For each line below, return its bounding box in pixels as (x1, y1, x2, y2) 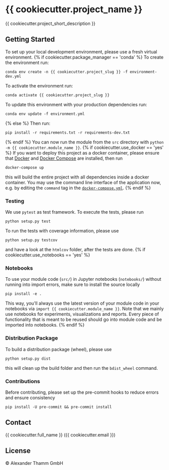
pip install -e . (5, 291, 42, 297)
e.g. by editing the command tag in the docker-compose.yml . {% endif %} (5, 185, 151, 191)
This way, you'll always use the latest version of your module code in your (5, 300, 159, 306)
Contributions (5, 377, 40, 385)
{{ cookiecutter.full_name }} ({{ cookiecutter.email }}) (5, 431, 116, 438)
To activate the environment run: (5, 82, 73, 89)
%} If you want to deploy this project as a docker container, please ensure (5, 150, 159, 156)
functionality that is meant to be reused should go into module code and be (5, 316, 162, 322)
